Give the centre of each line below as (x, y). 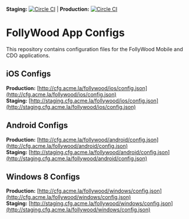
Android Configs (37, 126)
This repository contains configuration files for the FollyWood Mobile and (95, 49)
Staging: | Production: (48, 9)
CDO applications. (28, 55)
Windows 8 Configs (43, 177)
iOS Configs (29, 74)
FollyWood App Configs (65, 33)
